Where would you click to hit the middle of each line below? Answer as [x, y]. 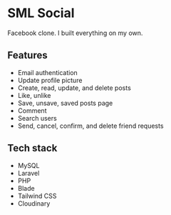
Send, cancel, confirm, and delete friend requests [90, 126]
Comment [32, 110]
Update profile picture [50, 80]
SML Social [41, 13]
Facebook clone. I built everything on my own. [75, 33]
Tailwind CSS [37, 196]
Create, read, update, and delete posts [74, 88]
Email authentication [48, 72]
